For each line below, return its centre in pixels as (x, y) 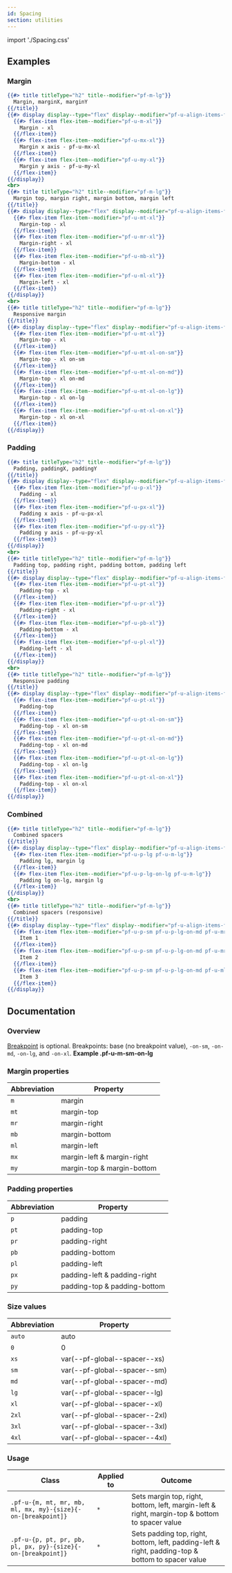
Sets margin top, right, (167, 1497)
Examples (29, 61)
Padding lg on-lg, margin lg (61, 880)
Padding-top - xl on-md (54, 745)
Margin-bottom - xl (48, 263)
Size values (27, 1307)
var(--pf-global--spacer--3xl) (114, 1426)
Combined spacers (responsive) (58, 912)
